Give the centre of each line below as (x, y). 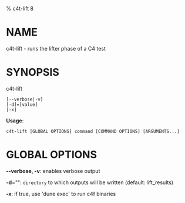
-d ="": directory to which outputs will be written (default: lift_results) (90, 182)
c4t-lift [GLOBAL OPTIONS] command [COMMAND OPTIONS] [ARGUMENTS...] (93, 131)
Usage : (15, 121)
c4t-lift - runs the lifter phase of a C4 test (56, 48)
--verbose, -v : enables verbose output (53, 171)
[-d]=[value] (22, 104)
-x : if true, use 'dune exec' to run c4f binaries (61, 194)
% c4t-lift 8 (20, 9)
